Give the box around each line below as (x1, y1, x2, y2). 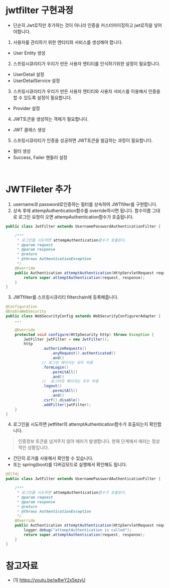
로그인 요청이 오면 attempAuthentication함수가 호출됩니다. (18, 213, 134, 219)
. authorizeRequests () (41, 346, 87, 351)
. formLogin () (41, 364, 69, 370)
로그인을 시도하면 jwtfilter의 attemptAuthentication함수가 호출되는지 (13, 421, 148, 427)
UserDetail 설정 (13, 71, 45, 77)
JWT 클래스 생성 (13, 126, 46, 132)
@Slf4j (6, 472, 20, 477)
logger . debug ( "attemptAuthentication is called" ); (24, 528, 132, 533)
